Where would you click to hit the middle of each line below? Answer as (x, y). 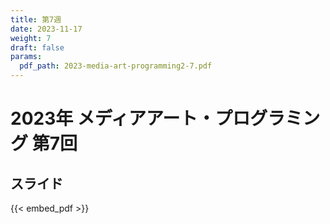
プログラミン (267, 118)
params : (26, 57)
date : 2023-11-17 (46, 29)
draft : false (37, 47)
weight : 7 (31, 38)
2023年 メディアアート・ (113, 118)
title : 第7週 (36, 19)
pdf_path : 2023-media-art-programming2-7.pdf (116, 66)
